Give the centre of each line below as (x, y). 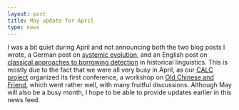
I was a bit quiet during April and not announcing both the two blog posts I (116, 48)
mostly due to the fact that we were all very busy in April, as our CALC (111, 70)
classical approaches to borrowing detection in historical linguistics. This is (118, 62)
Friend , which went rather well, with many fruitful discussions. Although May (119, 85)
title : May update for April (51, 21)
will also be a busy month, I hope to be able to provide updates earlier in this (119, 92)
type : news (24, 27)
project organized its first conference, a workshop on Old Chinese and (111, 77)
